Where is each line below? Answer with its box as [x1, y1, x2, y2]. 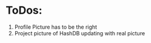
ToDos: [5, 4, 43, 17]
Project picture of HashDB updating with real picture [14, 29, 146, 36]
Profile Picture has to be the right [14, 23, 98, 30]
